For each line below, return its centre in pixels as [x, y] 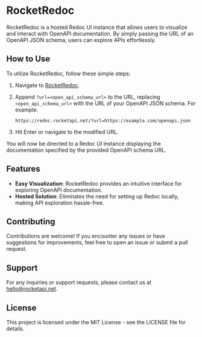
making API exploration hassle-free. [59, 203]
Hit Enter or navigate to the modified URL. [67, 132]
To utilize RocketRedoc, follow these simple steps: [68, 74]
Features [23, 169]
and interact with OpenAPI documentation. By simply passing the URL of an [100, 33]
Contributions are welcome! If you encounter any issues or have [86, 236]
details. [15, 329]
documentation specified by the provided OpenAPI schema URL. [87, 150]
